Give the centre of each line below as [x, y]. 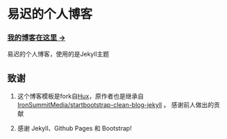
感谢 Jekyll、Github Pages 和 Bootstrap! [74, 129]
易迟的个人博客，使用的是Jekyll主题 [58, 54]
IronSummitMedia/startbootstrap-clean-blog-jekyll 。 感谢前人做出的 [116, 105]
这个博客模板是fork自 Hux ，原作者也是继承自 [81, 96]
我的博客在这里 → [36, 38]
